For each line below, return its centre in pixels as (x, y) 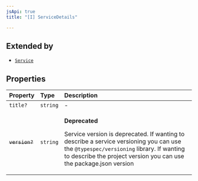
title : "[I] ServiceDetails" (42, 17)
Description (81, 96)
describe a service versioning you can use (123, 141)
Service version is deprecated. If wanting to (124, 134)
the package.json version (99, 164)
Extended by (30, 46)
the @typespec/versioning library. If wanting (124, 149)
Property (22, 96)
